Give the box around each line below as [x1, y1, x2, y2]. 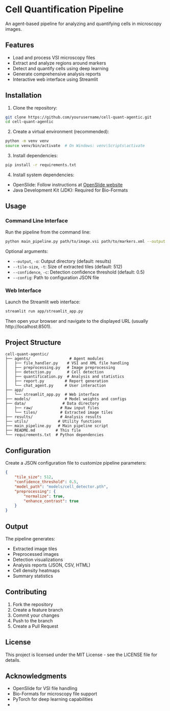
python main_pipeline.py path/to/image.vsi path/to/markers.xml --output [5, 239, 166, 244]
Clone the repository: [12, 104, 58, 111]
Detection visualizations [12, 556, 63, 562]
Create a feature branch [12, 607, 63, 613]
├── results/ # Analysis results [5, 414, 102, 420]
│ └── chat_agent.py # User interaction [5, 383, 106, 388]
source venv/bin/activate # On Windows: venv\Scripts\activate [5, 143, 145, 149]
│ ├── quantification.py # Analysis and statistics [5, 374, 125, 380]
